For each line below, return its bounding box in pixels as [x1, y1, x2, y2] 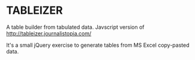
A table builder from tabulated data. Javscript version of [6, 23, 145, 31]
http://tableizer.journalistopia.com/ [6, 29, 92, 37]
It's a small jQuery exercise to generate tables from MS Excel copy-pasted [6, 41, 190, 49]
